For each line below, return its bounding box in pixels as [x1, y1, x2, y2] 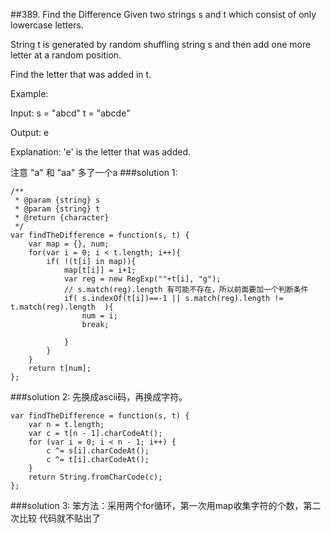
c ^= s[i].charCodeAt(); [46, 446, 150, 456]
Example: [10, 88, 49, 99]
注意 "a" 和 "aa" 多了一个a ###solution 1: [10, 167, 178, 178]
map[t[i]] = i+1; [63, 265, 137, 275]
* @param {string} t [14, 204, 101, 214]
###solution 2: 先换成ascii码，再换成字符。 [10, 391, 188, 403]
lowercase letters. [10, 19, 84, 31]
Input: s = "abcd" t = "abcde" [10, 107, 131, 119]
